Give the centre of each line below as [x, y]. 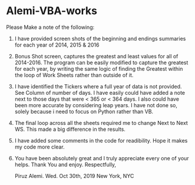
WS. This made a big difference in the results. [70, 129]
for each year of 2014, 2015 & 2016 [57, 45]
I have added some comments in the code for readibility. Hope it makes [101, 140]
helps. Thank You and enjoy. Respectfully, [65, 164]
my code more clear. [39, 147]
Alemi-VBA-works [52, 11]
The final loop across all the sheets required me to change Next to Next [101, 123]
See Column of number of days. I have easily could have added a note [100, 92]
